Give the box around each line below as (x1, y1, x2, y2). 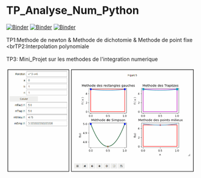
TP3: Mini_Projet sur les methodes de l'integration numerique (6, 55, 158, 63)
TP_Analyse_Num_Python (6, 4, 140, 17)
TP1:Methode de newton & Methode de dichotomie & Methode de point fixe (6, 36, 193, 43)
